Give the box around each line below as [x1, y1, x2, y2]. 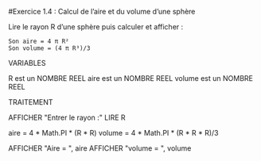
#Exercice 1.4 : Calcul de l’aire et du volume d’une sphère [8, 7, 196, 16]
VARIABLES [8, 59, 46, 67]
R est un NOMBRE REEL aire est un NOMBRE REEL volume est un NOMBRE [8, 74, 253, 82]
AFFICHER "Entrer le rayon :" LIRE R [8, 113, 126, 122]
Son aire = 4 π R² [8, 37, 69, 45]
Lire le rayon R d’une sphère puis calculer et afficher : [8, 22, 184, 31]
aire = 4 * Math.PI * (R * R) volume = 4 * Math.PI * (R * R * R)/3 [8, 128, 219, 137]
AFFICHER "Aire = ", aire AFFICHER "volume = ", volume [8, 144, 192, 153]
